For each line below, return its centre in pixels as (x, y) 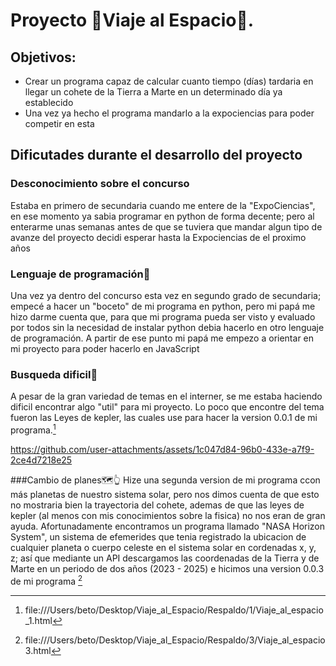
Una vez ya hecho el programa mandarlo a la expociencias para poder (169, 113)
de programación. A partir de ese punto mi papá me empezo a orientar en (162, 338)
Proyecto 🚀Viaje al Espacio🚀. (132, 20)
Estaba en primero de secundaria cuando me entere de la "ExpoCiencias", (163, 205)
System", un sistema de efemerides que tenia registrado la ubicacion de (158, 536)
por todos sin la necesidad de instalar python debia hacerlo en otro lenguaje (167, 327)
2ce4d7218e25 (41, 460)
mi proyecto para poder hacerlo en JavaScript (105, 348)
